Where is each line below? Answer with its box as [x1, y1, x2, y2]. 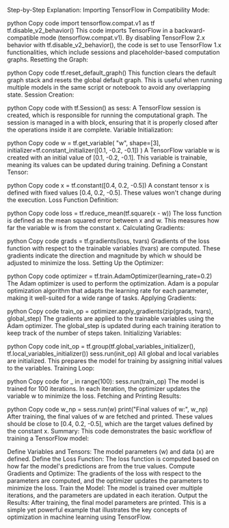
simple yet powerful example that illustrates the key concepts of [7, 506, 187, 514]
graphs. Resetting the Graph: [7, 55, 89, 64]
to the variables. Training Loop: [7, 364, 95, 372]
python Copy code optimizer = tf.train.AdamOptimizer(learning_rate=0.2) [7, 272, 213, 280]
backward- [174, 27, 206, 34]
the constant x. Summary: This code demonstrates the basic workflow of [7, 427, 213, 435]
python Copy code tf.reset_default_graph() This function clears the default [7, 68, 217, 77]
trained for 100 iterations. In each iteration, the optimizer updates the [7, 385, 200, 392]
